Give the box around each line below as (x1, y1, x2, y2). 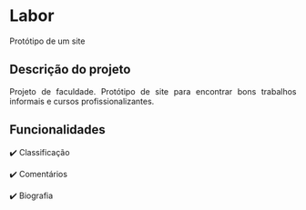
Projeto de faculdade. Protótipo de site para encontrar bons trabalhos (9, 85, 297, 96)
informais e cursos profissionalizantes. (9, 95, 155, 106)
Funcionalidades (9, 122, 107, 137)
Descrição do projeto (9, 62, 131, 77)
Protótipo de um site (9, 35, 86, 46)
